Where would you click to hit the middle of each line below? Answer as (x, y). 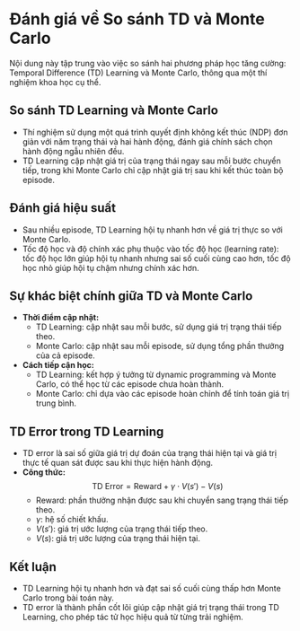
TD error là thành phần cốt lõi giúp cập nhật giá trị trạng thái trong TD (151, 607)
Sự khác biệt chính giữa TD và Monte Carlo (131, 296)
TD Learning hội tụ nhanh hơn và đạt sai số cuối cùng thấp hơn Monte (151, 588)
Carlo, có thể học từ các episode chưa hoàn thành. (130, 384)
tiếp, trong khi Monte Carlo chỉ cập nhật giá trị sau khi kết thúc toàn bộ (153, 170)
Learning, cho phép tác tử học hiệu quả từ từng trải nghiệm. (133, 617)
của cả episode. (66, 355)
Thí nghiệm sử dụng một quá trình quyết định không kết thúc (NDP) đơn (155, 132)
